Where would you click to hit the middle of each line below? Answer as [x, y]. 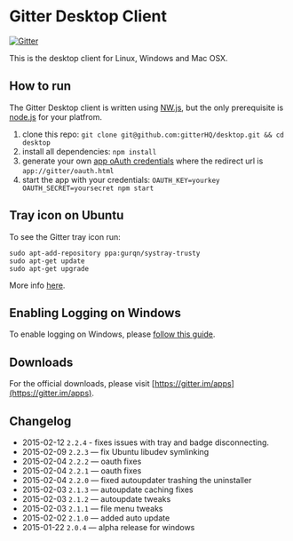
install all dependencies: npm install [89, 151]
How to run [40, 86]
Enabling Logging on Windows [95, 313]
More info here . [37, 285]
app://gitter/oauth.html [68, 171]
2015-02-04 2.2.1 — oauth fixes [82, 471]
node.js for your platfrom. [55, 116]
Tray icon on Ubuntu [67, 215]
